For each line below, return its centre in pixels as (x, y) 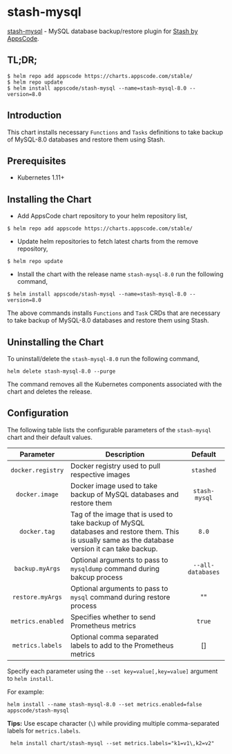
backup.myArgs (37, 568)
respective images (100, 474)
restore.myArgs (37, 597)
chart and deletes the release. (50, 391)
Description (125, 454)
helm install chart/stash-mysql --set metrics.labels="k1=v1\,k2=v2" (112, 743)
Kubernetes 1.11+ (41, 177)
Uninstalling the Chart (56, 342)
